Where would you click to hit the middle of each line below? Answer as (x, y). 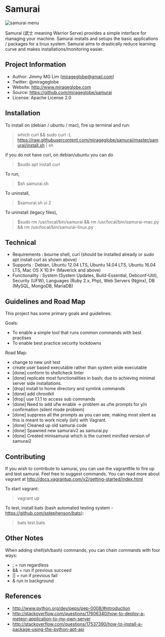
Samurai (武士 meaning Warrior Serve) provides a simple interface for (76, 33)
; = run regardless (30, 565)
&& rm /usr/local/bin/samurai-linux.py (55, 227)
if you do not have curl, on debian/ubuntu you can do (59, 155)
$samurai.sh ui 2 (34, 203)
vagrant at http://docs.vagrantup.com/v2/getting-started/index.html (74, 479)
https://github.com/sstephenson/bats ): (44, 513)
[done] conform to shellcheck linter (48, 373)
